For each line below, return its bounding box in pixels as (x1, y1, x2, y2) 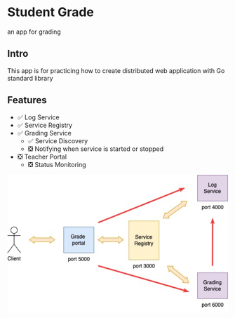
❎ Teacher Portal (17, 152, 67, 161)
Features (7, 94, 47, 106)
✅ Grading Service (17, 128, 72, 137)
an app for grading (7, 27, 61, 36)
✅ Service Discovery (27, 136, 88, 145)
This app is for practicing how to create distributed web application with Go (7, 66, 225, 74)
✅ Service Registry (17, 121, 72, 129)
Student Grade (7, 4, 95, 20)
